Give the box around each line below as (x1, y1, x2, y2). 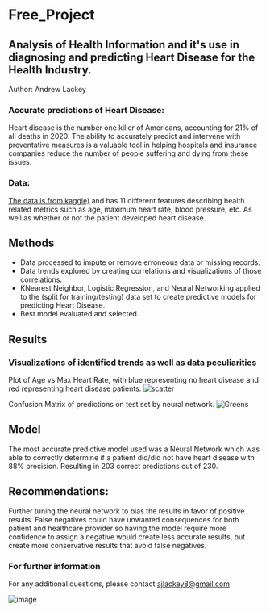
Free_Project (8, 6, 95, 24)
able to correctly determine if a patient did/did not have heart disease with (8, 452, 255, 462)
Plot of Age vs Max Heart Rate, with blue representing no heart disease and (8, 375, 260, 385)
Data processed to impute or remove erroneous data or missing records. (19, 258, 260, 267)
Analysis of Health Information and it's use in (8, 38, 240, 52)
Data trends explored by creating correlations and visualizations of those (19, 266, 262, 276)
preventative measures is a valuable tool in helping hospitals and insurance (8, 140, 258, 150)
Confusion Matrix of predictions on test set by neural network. (8, 400, 215, 409)
